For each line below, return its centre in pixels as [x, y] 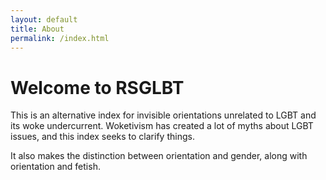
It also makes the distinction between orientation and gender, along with [159, 156]
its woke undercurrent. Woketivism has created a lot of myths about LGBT [162, 126]
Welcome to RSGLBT [97, 87]
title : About [37, 29]
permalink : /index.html [60, 38]
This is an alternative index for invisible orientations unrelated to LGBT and [163, 115]
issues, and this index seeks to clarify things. [102, 137]
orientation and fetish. [55, 167]
